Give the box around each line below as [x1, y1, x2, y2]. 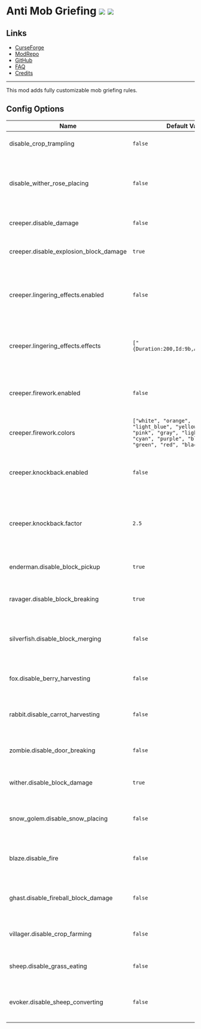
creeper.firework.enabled [9, 388, 81, 397]
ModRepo [14, 50, 39, 58]
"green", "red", [132, 441, 179, 448]
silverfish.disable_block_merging [9, 634, 102, 642]
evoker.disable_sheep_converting [9, 998, 103, 1006]
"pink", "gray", [132, 429, 179, 436]
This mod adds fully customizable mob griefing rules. [6, 87, 138, 93]
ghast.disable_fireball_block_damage [9, 894, 113, 902]
